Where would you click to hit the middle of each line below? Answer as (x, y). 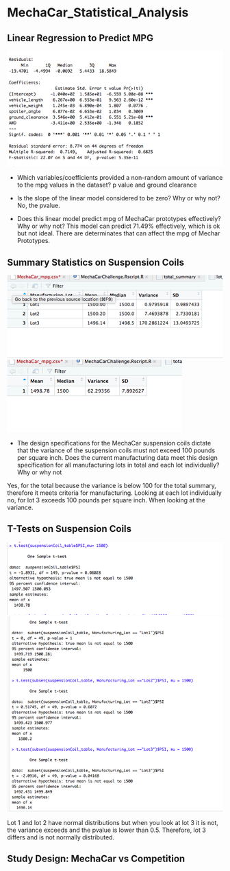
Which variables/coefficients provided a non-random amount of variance (120, 178)
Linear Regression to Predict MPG (80, 38)
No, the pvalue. (38, 206)
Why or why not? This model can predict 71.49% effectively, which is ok (118, 226)
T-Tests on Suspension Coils (69, 529)
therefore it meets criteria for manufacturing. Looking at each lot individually (115, 493)
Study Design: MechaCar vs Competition (96, 859)
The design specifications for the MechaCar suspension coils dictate (114, 443)
